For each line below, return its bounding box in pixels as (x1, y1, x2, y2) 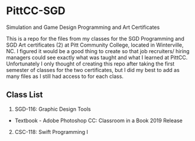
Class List (6, 90, 43, 100)
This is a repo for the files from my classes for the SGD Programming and (6, 35, 184, 42)
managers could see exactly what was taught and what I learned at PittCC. (6, 54, 188, 61)
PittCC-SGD (6, 4, 66, 18)
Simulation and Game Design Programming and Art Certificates (6, 24, 160, 31)
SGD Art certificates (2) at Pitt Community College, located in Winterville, (6, 41, 184, 48)
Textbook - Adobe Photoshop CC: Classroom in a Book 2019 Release (14, 117, 183, 124)
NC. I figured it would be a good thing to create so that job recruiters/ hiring (6, 47, 190, 54)
